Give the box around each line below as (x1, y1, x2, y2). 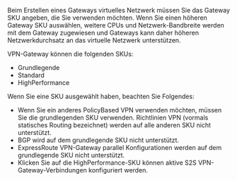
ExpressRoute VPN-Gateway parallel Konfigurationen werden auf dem (17, 144, 222, 151)
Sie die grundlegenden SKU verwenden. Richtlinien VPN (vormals (17, 113, 209, 122)
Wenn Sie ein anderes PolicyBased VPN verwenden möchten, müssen (17, 106, 222, 114)
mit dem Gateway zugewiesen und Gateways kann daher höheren (7, 28, 200, 37)
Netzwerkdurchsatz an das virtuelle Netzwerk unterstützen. (7, 36, 182, 45)
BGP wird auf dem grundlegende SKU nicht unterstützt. (17, 136, 179, 144)
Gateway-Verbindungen (17, 166, 87, 174)
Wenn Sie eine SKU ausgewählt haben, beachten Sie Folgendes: (7, 92, 195, 100)
